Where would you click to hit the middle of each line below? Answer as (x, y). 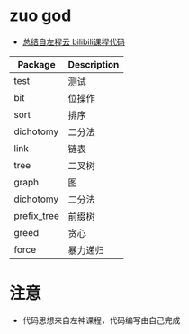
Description (94, 64)
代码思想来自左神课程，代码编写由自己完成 (101, 320)
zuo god (40, 16)
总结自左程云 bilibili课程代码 (74, 41)
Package (36, 64)
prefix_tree (37, 215)
